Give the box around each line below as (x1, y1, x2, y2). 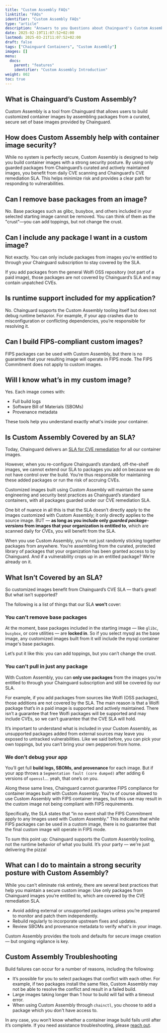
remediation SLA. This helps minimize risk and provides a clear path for (5, 175, 151, 182)
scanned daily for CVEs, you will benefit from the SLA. (5, 528, 116, 534)
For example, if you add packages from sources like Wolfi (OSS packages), (5, 694, 159, 700)
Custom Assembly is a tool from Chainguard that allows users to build (5, 108, 148, 114)
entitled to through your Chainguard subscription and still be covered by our (5, 679, 161, 685)
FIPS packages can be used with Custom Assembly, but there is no (5, 351, 143, 357)
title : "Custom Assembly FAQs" (5, 7, 70, 12)
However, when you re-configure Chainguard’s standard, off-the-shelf (5, 461, 149, 468)
